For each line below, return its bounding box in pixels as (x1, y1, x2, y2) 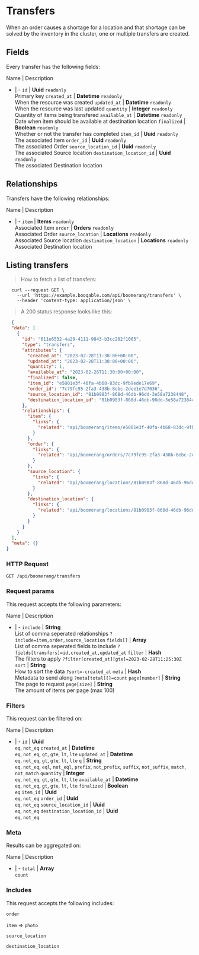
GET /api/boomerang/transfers (6, 573, 81, 579)
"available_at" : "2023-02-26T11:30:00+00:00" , (27, 369, 145, 375)
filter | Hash (127, 649, 162, 656)
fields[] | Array (106, 636, 147, 643)
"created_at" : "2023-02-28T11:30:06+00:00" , (27, 353, 139, 358)
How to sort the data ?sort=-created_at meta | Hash (14, 668, 142, 675)
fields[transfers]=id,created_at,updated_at (14, 650, 127, 656)
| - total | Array (14, 865, 54, 872)
